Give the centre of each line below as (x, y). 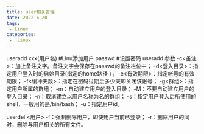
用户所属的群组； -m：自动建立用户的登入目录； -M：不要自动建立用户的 (103, 89)
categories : (21, 35)
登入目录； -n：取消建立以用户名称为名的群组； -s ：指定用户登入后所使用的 (101, 96)
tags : (13, 23)
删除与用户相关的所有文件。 (51, 125)
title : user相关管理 (30, 12)
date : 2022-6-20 (27, 18)
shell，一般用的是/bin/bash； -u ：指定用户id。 (65, 104)
